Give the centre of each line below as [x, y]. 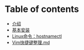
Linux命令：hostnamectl [37, 36]
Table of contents [42, 9]
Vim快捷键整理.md [31, 42]
